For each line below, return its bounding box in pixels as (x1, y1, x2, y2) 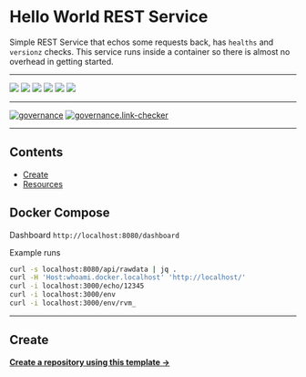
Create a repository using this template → (9, 356, 170, 367)
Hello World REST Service (9, 6, 209, 27)
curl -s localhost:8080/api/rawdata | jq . (9, 265, 178, 274)
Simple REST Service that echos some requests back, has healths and (9, 37, 274, 47)
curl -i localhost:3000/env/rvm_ (9, 298, 137, 308)
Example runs (9, 246, 61, 257)
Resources (22, 178, 64, 189)
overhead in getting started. (9, 56, 114, 67)
